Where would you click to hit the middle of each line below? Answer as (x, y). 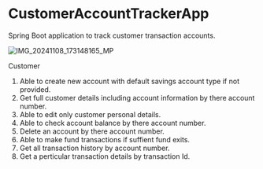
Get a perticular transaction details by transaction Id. (105, 156)
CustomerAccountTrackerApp (109, 14)
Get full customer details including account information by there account (137, 97)
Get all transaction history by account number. (94, 148)
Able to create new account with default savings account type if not (130, 81)
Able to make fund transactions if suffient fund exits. (105, 139)
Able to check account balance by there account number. (113, 123)
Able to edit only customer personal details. (90, 114)
